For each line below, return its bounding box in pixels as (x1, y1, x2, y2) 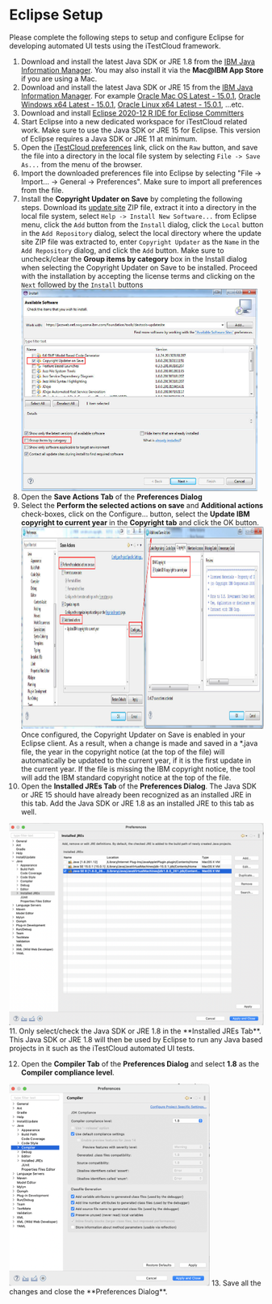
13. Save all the (211, 1278, 262, 1288)
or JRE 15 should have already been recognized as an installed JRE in (20, 789, 252, 799)
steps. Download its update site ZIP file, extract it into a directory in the (20, 202, 257, 212)
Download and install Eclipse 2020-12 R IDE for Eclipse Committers (20, 107, 245, 118)
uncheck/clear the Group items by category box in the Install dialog (20, 254, 248, 263)
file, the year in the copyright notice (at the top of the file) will (20, 747, 225, 756)
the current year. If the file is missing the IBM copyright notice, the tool (20, 763, 256, 773)
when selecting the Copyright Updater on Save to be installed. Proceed (20, 263, 257, 272)
